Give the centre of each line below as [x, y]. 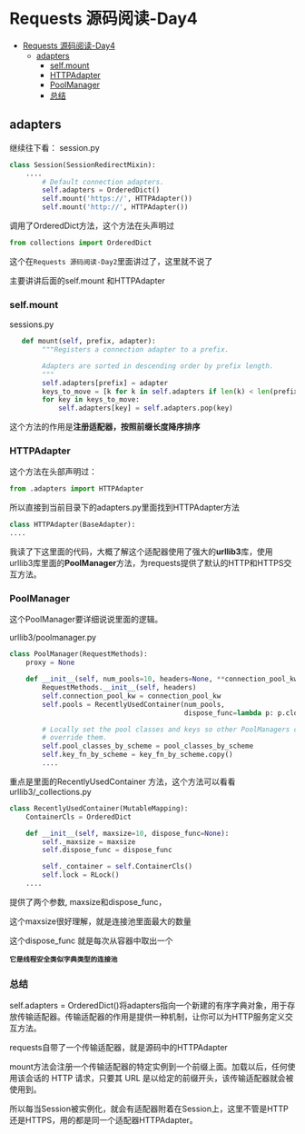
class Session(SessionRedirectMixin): [83, 164]
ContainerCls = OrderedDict [79, 817]
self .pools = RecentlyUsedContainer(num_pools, [133, 704]
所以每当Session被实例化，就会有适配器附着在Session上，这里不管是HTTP [149, 1109]
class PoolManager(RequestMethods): [79, 654]
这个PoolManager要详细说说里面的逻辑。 [86, 620]
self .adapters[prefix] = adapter [105, 383]
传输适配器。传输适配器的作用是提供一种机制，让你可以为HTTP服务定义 [151, 1017]
